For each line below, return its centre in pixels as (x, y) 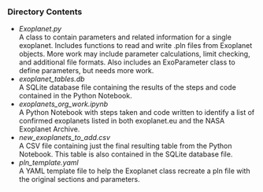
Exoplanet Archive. (49, 129)
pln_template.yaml (49, 163)
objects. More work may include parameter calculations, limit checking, (134, 54)
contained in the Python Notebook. (75, 96)
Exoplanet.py (40, 29)
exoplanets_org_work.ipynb (63, 104)
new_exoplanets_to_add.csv (65, 138)
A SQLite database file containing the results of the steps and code (128, 87)
